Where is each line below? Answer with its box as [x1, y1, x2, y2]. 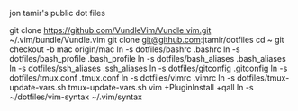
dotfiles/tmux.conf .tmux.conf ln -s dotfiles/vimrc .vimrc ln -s [9, 73, 236, 83]
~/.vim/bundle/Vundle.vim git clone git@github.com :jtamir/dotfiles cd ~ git [9, 35, 284, 45]
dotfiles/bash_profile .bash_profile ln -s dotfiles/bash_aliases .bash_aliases [9, 54, 286, 64]
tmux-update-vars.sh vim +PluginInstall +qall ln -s [68, 82, 254, 92]
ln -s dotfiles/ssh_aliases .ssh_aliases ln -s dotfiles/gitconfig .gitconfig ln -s [9, 63, 288, 73]
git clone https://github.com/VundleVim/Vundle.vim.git [9, 25, 212, 35]
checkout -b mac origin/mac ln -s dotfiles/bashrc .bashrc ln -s [9, 44, 240, 55]
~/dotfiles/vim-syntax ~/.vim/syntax [9, 91, 142, 102]
